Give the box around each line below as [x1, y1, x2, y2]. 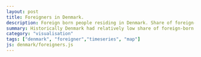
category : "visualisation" [6, 31, 74, 37]
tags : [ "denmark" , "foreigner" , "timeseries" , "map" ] [6, 36, 141, 42]
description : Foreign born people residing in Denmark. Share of [6, 20, 172, 26]
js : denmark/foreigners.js [6, 42, 74, 48]
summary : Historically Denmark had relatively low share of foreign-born [6, 25, 194, 31]
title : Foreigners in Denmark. [6, 14, 84, 20]
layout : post [6, 8, 39, 15]
